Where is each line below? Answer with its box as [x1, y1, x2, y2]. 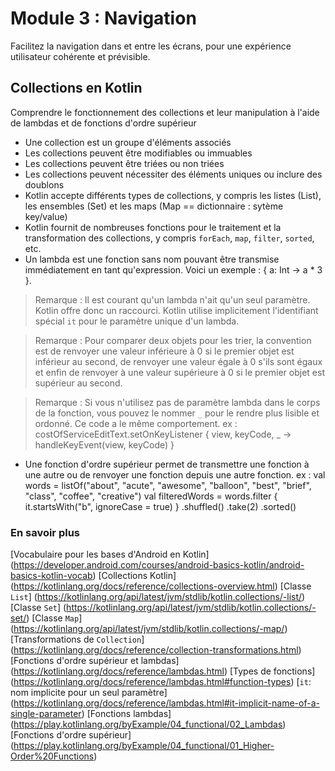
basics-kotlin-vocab [10, 570, 93, 582]
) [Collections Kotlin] [92, 570, 177, 582]
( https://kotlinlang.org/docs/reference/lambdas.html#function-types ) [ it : [10, 676, 312, 688]
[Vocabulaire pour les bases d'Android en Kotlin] [10, 548, 210, 561]
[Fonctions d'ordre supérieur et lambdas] [10, 655, 180, 667]
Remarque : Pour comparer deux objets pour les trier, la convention [34, 334, 312, 346]
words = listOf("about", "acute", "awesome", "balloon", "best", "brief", [24, 479, 312, 491]
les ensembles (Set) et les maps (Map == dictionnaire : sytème [24, 200, 284, 212]
